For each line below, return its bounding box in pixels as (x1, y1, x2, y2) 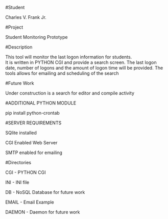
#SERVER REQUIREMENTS (5, 120, 62, 126)
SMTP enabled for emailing (5, 149, 63, 156)
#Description (5, 44, 33, 50)
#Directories (5, 160, 32, 165)
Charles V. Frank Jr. (5, 14, 47, 20)
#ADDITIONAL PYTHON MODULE (5, 100, 77, 106)
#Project (5, 24, 23, 30)
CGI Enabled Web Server (5, 140, 58, 145)
